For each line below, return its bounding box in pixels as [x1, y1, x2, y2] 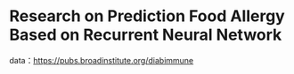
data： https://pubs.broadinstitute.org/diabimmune [9, 55, 194, 65]
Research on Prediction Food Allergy [9, 6, 285, 26]
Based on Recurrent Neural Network [9, 25, 282, 45]
